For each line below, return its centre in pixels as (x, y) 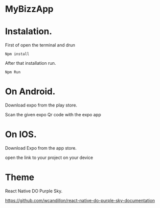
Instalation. (29, 32)
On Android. (30, 91)
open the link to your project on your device (49, 157)
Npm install (17, 54)
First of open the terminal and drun (40, 45)
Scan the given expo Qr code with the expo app (53, 115)
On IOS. (21, 135)
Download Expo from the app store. (41, 148)
